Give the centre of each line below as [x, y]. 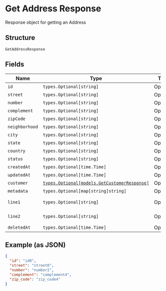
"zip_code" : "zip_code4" [35, 279]
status [15, 159]
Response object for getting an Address [46, 22]
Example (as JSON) [35, 245]
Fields [15, 64]
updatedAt [19, 175]
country [17, 151]
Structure [20, 38]
